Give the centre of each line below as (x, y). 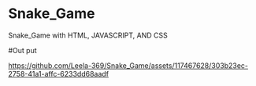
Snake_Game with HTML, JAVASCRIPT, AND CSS (88, 35)
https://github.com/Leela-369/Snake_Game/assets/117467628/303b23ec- (128, 65)
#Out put (22, 50)
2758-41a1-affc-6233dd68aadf (58, 73)
